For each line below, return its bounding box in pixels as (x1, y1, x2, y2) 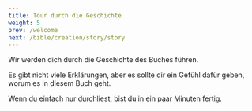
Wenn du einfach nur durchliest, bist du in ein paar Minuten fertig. (8, 94, 223, 103)
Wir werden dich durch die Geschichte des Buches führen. (8, 55, 199, 65)
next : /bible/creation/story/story (8, 33, 126, 42)
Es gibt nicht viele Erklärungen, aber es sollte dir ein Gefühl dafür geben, (8, 70, 245, 80)
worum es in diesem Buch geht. (8, 79, 111, 88)
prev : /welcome (8, 26, 58, 34)
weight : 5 (8, 19, 41, 27)
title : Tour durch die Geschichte (8, 11, 122, 20)
